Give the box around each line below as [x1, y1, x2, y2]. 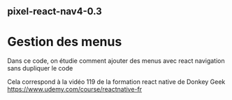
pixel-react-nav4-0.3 [7, 6, 103, 17]
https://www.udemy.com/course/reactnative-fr [7, 85, 143, 94]
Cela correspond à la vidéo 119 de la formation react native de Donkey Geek [7, 78, 226, 86]
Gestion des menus [7, 34, 122, 50]
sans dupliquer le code [7, 64, 73, 73]
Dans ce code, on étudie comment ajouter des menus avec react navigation [7, 57, 225, 65]
